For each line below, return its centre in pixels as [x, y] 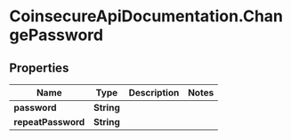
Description [154, 93]
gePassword [57, 35]
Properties [39, 68]
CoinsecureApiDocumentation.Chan [146, 16]
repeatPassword [49, 122]
